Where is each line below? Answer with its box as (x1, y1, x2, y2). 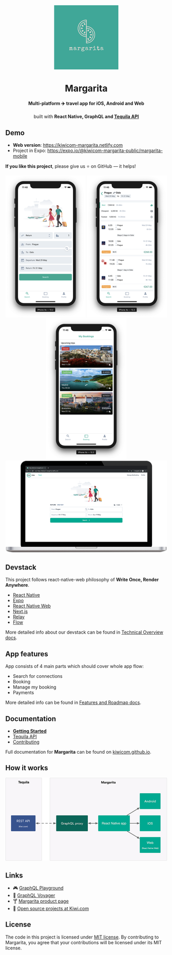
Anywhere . (5, 582, 30, 588)
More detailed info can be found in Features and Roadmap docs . (5, 699, 142, 705)
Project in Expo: (12, 147, 46, 154)
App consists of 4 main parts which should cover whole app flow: (5, 663, 144, 670)
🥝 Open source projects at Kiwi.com (12, 905, 89, 911)
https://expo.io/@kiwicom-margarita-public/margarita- (47, 147, 163, 154)
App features (5, 650, 49, 658)
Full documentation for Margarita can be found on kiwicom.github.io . (5, 749, 151, 755)
